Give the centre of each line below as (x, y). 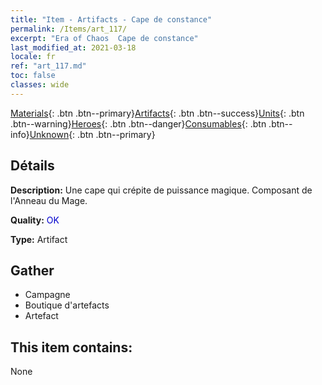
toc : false (33, 76)
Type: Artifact (39, 239)
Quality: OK (35, 220)
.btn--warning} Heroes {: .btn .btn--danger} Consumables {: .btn (138, 123)
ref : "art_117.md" (48, 66)
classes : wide (40, 85)
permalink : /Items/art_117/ (69, 29)
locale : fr (33, 57)
